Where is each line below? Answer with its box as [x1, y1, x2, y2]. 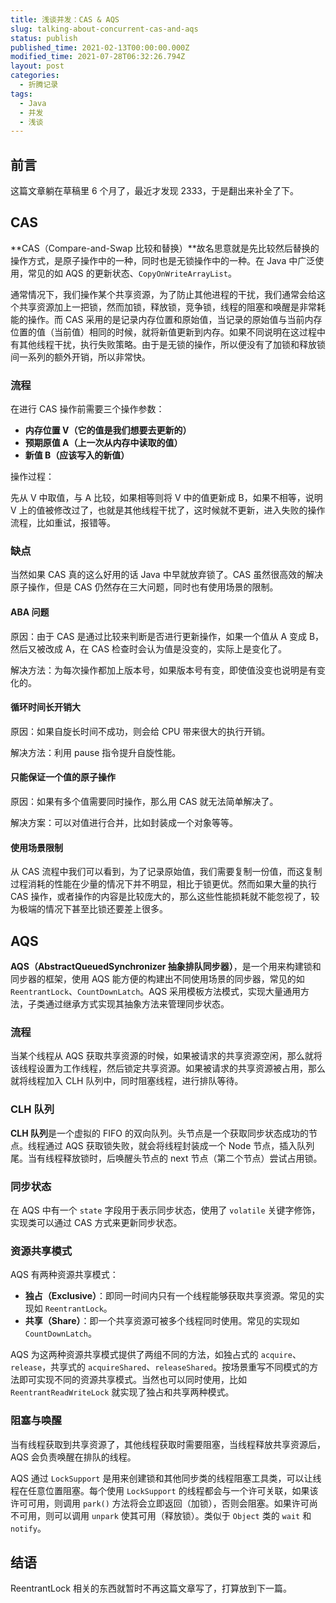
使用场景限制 [10, 841, 63, 853]
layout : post [10, 61, 65, 71]
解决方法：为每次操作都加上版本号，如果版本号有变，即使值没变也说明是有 [10, 664, 317, 676]
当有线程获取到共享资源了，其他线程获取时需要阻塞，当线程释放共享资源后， [10, 1438, 326, 1450]
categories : [10, 71, 60, 81]
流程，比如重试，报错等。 [10, 517, 116, 529]
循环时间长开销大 [10, 701, 81, 713]
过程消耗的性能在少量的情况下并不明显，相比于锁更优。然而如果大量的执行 [10, 878, 317, 890]
